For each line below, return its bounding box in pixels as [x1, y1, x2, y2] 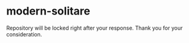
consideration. [6, 30, 42, 38]
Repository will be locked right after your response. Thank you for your [6, 24, 183, 31]
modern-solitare [6, 4, 91, 18]
